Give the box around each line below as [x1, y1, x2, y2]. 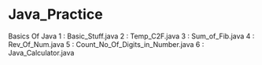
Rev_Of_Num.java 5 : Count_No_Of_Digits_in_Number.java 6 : [8, 39, 205, 49]
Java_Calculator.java [8, 48, 75, 57]
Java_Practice [8, 5, 104, 23]
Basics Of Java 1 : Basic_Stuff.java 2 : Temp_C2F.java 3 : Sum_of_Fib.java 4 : [8, 31, 255, 41]
